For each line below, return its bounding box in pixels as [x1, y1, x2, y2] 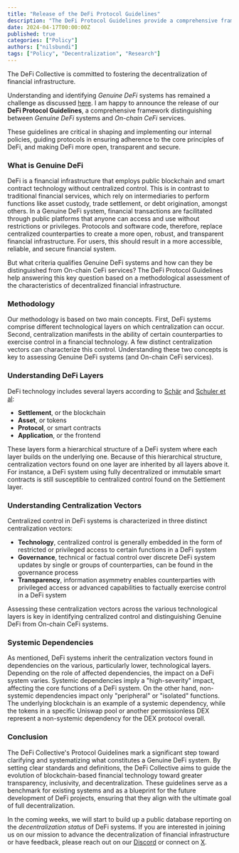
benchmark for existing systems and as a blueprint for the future [7, 786, 196, 795]
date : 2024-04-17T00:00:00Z [7, 23, 91, 31]
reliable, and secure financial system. [7, 245, 117, 253]
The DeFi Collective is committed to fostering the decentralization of [7, 69, 208, 78]
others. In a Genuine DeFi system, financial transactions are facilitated [7, 207, 213, 216]
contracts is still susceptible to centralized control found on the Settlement [7, 475, 225, 483]
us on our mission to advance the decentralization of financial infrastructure [7, 830, 230, 839]
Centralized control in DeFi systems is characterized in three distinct [7, 517, 208, 525]
